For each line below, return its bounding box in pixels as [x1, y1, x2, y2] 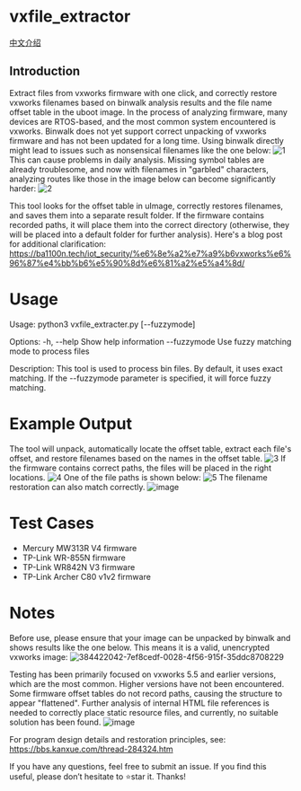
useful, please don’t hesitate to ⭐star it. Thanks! [9, 770, 187, 782]
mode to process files [9, 346, 90, 356]
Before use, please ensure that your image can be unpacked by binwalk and [9, 632, 291, 643]
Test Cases [9, 513, 94, 533]
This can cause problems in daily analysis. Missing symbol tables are [9, 154, 265, 165]
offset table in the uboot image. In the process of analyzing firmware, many [9, 106, 288, 118]
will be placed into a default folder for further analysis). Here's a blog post [9, 229, 283, 240]
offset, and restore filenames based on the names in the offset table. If [9, 453, 286, 463]
